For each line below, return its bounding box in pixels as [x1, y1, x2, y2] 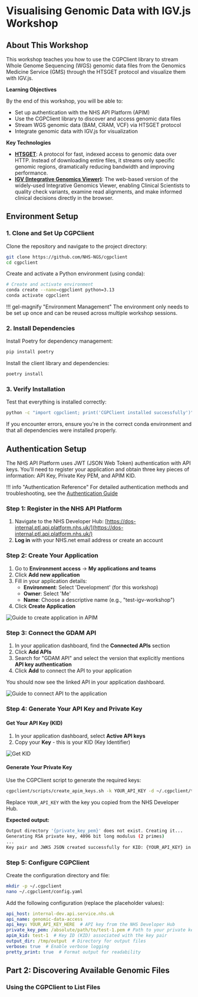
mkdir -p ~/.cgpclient [6, 883, 62, 889]
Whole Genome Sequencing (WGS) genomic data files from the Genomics [6, 62, 186, 69]
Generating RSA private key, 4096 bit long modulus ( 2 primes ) [6, 834, 165, 839]
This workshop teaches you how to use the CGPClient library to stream [6, 56, 179, 63]
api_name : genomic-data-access [6, 916, 83, 922]
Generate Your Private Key [6, 763, 72, 770]
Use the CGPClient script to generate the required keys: [6, 777, 141, 784]
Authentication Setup [6, 444, 87, 454]
